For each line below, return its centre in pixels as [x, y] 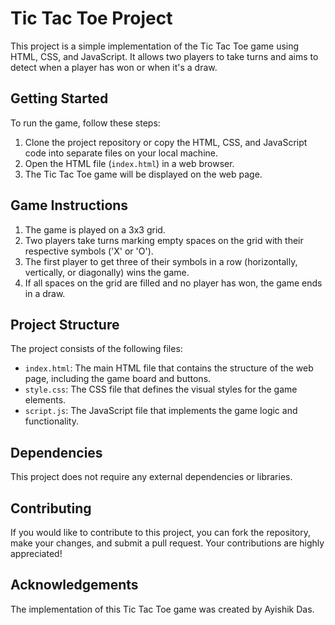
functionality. [51, 421]
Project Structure [65, 324]
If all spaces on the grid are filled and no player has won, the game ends [173, 283]
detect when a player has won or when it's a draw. [114, 67]
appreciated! [36, 553]
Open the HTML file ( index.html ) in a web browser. [129, 163]
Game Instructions [69, 205]
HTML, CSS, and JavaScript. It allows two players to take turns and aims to [164, 56]
